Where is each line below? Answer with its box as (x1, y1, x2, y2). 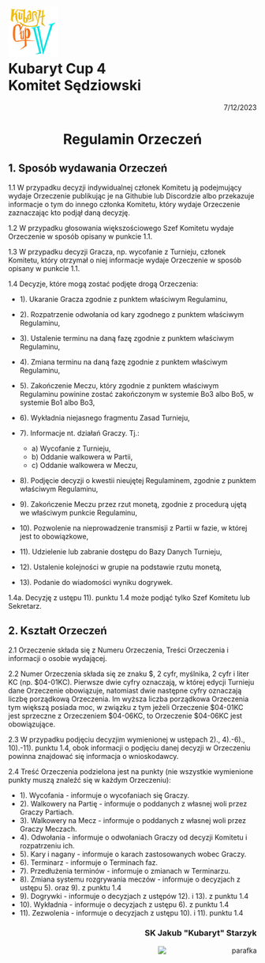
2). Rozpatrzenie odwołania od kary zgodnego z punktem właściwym (19, 309, 244, 319)
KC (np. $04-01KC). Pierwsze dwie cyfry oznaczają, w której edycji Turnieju (8, 677, 255, 686)
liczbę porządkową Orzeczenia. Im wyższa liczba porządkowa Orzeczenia (8, 694, 249, 704)
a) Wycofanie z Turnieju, (31, 444, 111, 453)
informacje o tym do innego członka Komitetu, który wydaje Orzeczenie (8, 199, 241, 209)
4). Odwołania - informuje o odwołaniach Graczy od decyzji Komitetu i (19, 833, 248, 842)
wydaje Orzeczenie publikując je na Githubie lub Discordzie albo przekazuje (8, 191, 255, 200)
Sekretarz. (8, 601, 42, 610)
